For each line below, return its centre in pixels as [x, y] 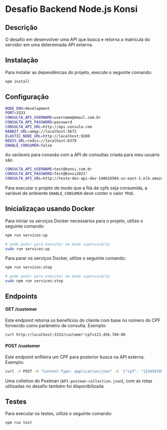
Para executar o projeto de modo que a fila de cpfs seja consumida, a [76, 188]
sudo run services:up [28, 249]
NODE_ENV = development [28, 108]
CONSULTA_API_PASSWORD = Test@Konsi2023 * [46, 174]
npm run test [19, 423]
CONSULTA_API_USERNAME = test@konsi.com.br [49, 169]
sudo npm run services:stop [34, 281]
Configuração [27, 97]
